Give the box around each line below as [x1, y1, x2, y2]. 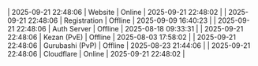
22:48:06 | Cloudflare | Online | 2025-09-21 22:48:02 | [7, 49, 185, 58]
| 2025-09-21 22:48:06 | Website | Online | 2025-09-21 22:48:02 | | [7, 8, 226, 16]
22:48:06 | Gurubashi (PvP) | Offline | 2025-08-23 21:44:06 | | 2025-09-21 [7, 41, 251, 50]
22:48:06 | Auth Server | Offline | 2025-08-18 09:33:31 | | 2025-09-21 [16, 24, 244, 33]
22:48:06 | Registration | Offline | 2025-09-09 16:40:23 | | [28, 16, 216, 25]
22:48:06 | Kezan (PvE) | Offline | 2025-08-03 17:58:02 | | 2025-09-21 [7, 32, 236, 42]
